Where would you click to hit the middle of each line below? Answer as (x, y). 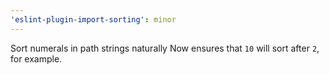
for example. (36, 58)
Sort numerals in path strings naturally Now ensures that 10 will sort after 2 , (165, 48)
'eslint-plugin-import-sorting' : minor (93, 19)
